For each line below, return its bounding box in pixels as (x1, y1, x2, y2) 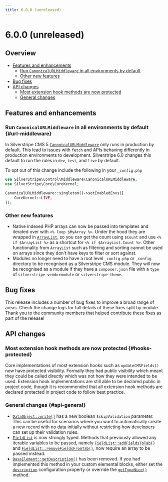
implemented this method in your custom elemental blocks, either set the (12, 461, 163, 467)
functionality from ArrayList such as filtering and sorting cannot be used (12, 245, 163, 251)
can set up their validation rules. (12, 429, 79, 435)
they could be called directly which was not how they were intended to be (5, 373, 157, 379)
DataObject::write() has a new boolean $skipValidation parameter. (12, 413, 154, 419)
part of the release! (5, 315, 45, 321)
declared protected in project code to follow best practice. (5, 389, 125, 395)
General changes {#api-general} (5, 402, 86, 409)
